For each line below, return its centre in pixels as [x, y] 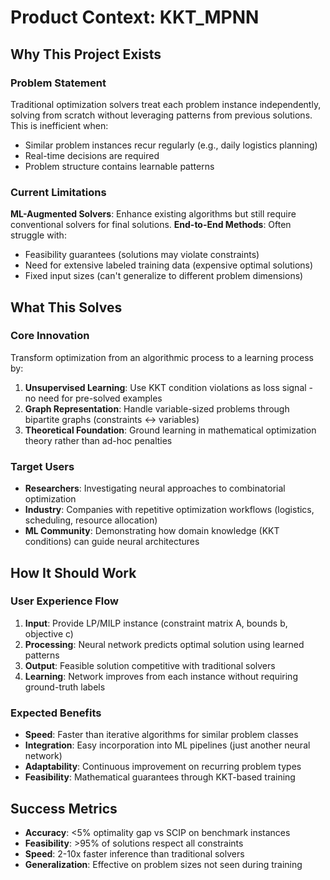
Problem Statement [58, 83]
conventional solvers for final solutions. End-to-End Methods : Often [151, 225]
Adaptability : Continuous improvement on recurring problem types [163, 767]
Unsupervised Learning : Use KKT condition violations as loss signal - [169, 387]
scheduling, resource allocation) [91, 520]
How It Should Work [73, 572]
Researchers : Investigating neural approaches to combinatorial [155, 488]
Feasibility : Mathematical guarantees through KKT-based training [160, 777]
